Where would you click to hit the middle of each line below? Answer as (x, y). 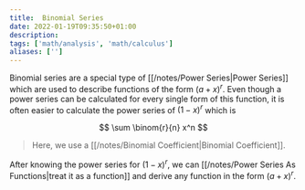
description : (34, 35)
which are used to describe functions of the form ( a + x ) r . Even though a (145, 88)
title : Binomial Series (57, 18)
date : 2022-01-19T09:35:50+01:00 (73, 26)
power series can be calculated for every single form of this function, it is (147, 99)
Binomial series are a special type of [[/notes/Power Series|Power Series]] (149, 78)
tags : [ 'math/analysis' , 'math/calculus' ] (91, 43)
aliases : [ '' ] (37, 52)
